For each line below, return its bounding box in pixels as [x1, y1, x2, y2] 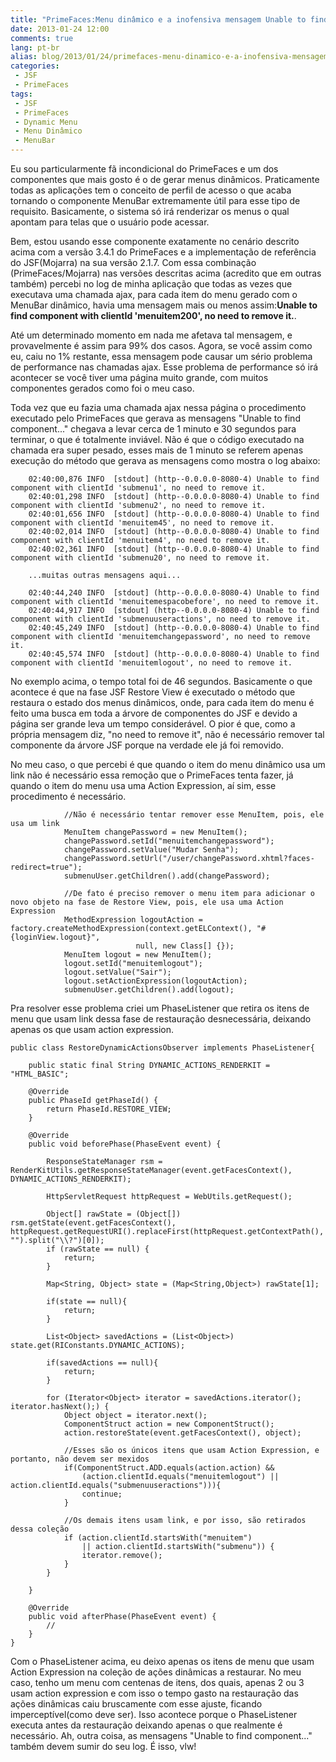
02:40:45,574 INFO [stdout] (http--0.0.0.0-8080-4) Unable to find [28, 649, 320, 659]
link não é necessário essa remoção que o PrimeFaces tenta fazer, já [10, 769, 294, 781]
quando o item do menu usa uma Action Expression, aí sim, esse [10, 780, 277, 791]
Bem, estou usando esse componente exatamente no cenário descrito [10, 236, 300, 247]
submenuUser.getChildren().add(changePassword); [63, 871, 271, 881]
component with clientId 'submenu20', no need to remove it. [10, 553, 271, 563]
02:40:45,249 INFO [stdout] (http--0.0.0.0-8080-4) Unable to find [28, 623, 320, 633]
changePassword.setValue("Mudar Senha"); [63, 845, 240, 855]
